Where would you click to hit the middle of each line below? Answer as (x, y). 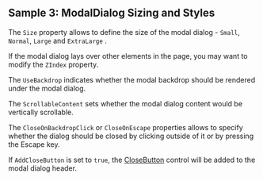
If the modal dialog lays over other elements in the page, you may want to (128, 56)
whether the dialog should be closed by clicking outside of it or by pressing (131, 136)
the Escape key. (34, 144)
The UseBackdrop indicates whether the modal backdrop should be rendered (132, 79)
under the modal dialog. (47, 88)
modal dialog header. (43, 168)
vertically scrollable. (41, 112)
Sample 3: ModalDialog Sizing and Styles (112, 13)
